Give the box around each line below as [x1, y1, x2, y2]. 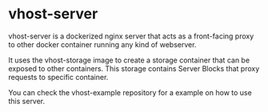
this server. [8, 96, 46, 106]
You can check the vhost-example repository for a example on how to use [8, 87, 252, 97]
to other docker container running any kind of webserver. [8, 39, 197, 49]
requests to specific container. [8, 72, 109, 82]
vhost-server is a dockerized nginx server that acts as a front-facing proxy [8, 31, 254, 41]
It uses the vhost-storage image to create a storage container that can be [8, 55, 250, 65]
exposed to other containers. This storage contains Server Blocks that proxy [8, 63, 260, 73]
